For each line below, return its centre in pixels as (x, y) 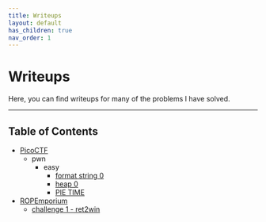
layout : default (35, 23)
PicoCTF (34, 150)
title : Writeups (35, 15)
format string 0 (80, 176)
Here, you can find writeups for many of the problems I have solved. (120, 99)
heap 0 (66, 184)
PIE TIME (70, 192)
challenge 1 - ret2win (66, 209)
